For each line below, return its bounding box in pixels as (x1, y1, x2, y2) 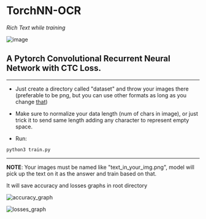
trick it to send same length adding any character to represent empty (15, 116, 189, 124)
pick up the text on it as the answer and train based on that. (6, 169, 157, 177)
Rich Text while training (6, 24, 66, 31)
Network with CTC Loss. (6, 63, 102, 73)
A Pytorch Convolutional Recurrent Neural (6, 53, 170, 64)
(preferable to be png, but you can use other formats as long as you (15, 91, 187, 98)
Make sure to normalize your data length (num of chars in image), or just (15, 109, 198, 117)
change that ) (15, 98, 48, 105)
